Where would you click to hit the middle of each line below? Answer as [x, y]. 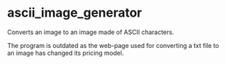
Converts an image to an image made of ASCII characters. [91, 32]
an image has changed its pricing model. [66, 53]
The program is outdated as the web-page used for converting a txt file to [113, 45]
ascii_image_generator [75, 13]
